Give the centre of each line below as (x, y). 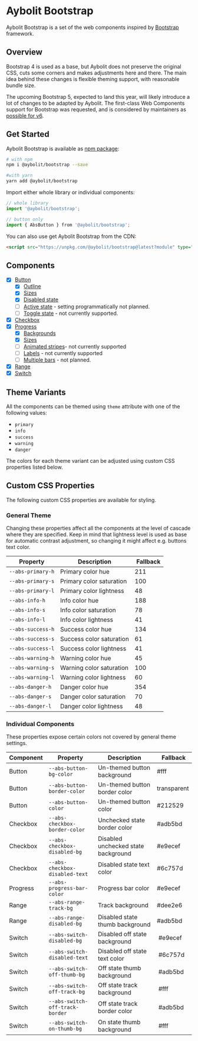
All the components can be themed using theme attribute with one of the (93, 406)
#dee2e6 (170, 905)
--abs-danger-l (30, 706)
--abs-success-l (32, 649)
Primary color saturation (93, 581)
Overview (24, 52)
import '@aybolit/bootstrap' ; (43, 208)
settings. (17, 743)
